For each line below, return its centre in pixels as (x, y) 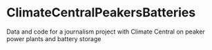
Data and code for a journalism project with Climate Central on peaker (106, 32)
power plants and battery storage (54, 38)
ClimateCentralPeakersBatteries (101, 13)
